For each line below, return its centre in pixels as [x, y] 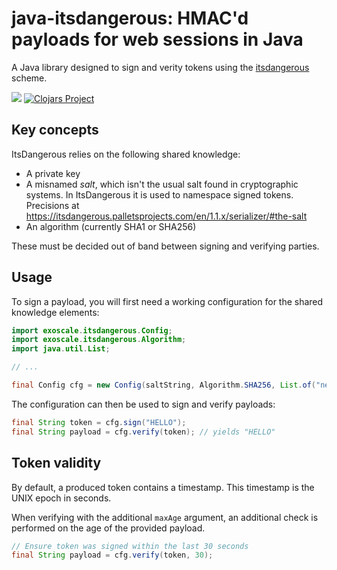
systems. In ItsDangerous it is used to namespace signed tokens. [159, 194]
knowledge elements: [55, 312]
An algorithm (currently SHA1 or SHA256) [111, 226]
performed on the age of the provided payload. [108, 528]
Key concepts [55, 130]
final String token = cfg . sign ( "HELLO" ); [99, 422]
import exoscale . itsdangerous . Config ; [92, 330]
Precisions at [52, 205]
